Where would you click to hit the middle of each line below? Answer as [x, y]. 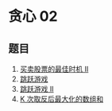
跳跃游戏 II [37, 89]
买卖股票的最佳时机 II [54, 69]
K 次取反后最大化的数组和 [62, 99]
